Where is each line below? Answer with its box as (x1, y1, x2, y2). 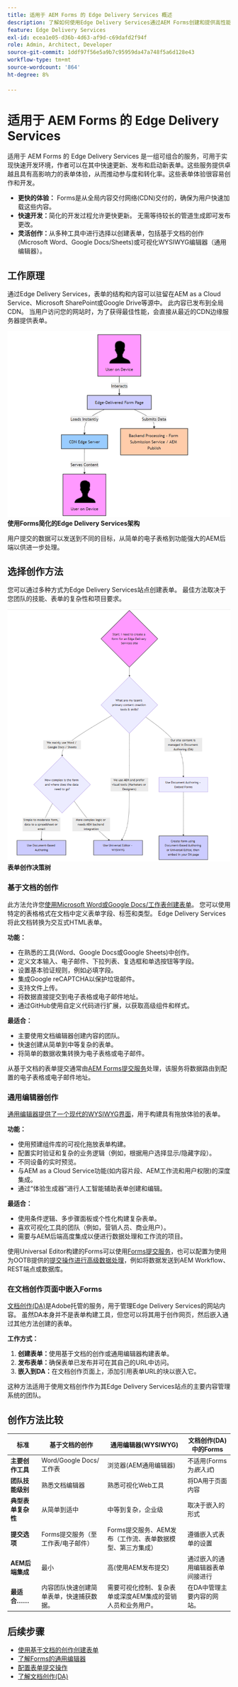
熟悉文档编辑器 (41, 1481, 85, 1489)
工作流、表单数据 (119, 1534, 170, 1542)
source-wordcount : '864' (7, 64, 81, 71)
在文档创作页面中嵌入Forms (7, 1284, 103, 1294)
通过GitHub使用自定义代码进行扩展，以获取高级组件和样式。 (17, 1001, 193, 1010)
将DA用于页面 (187, 1477, 227, 1485)
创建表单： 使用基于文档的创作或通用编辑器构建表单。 (17, 1350, 174, 1358)
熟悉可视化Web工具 (107, 1481, 164, 1489)
